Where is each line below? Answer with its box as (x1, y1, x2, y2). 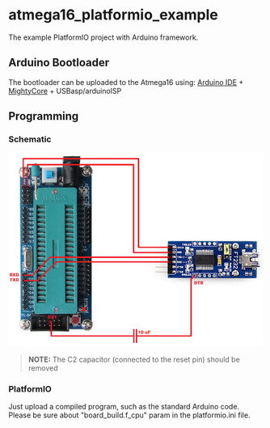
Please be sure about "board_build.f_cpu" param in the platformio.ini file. (8, 410, 251, 420)
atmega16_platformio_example (8, 6, 218, 24)
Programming (8, 109, 79, 123)
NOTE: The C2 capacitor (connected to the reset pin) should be (27, 354, 240, 364)
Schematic (8, 133, 52, 145)
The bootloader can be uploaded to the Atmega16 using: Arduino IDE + (8, 77, 244, 87)
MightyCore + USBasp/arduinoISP (8, 86, 122, 95)
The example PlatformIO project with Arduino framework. (8, 32, 199, 42)
